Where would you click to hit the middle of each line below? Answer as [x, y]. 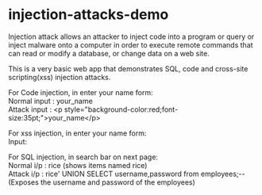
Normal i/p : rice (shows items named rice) [78, 165]
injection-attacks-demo [89, 15]
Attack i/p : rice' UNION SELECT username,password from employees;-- [127, 174]
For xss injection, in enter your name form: [77, 133]
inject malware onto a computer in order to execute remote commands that [131, 44]
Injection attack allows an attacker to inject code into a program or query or [131, 36]
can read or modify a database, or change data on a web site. [109, 53]
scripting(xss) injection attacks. [60, 77]
